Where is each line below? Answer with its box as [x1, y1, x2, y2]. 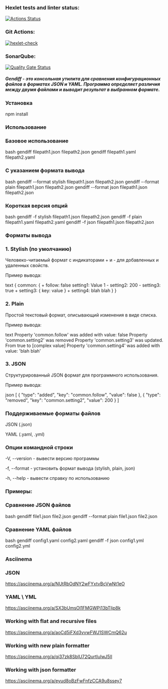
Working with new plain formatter [5, 642, 90, 649]
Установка [5, 99, 33, 106]
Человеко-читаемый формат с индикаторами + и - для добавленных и [5, 257, 159, 263]
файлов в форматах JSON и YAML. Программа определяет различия [5, 81, 160, 88]
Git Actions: [5, 28, 36, 36]
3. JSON [5, 360, 26, 367]
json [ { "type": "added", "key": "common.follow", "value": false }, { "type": [5, 391, 161, 398]
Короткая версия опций [5, 202, 68, 209]
